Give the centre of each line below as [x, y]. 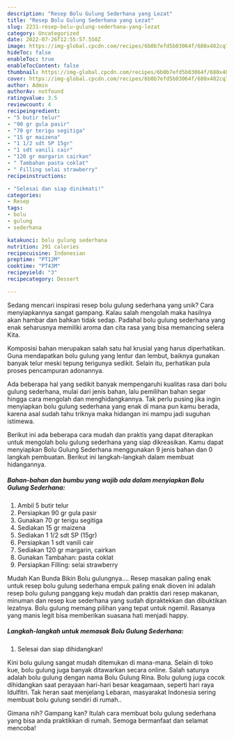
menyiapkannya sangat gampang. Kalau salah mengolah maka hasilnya [109, 312]
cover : [17, 79]
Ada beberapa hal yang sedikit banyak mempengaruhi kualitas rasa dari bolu [117, 384]
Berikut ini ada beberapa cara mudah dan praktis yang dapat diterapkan [110, 434]
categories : [24, 195]
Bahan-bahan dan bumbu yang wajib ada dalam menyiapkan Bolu [106, 480]
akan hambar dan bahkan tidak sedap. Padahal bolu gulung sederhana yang [116, 320]
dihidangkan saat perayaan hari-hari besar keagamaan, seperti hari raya [111, 684]
